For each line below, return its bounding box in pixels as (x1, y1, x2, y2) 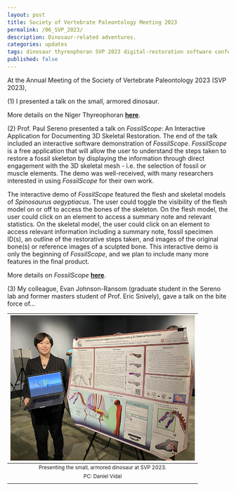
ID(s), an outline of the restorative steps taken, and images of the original (7, 235, 219, 243)
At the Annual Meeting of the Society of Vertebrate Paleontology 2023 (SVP (7, 76, 227, 84)
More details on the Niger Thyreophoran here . (7, 110, 140, 119)
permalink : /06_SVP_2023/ (7, 26, 83, 33)
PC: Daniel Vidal (83, 473, 122, 480)
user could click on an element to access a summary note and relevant (7, 212, 212, 221)
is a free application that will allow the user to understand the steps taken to (7, 146, 227, 155)
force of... (7, 299, 36, 308)
